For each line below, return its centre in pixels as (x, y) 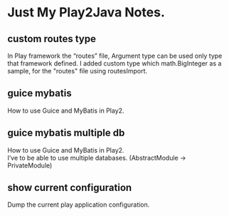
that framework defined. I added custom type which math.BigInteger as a (114, 63)
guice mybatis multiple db (66, 133)
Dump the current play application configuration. (79, 205)
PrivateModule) (30, 165)
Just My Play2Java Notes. (86, 12)
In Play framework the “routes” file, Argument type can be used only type (115, 56)
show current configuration (70, 188)
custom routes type (52, 39)
